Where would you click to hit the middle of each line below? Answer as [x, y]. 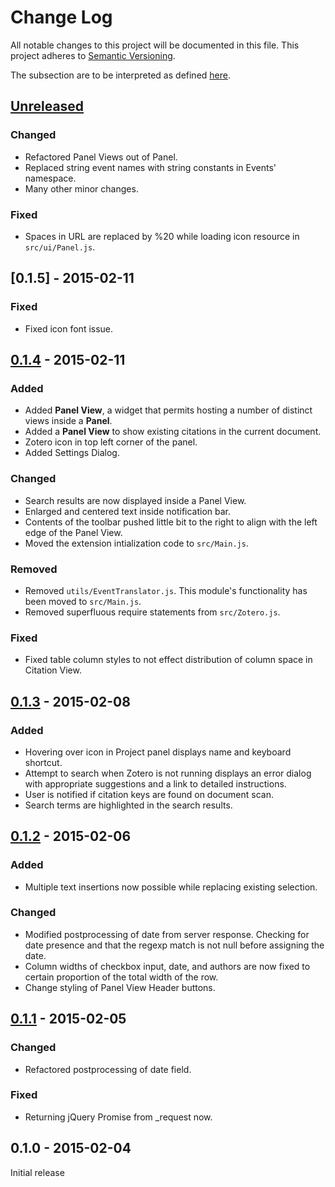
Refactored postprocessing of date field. [108, 1069]
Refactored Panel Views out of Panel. [101, 157]
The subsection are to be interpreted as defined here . [120, 75]
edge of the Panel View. [73, 532]
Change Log [61, 17]
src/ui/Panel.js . [60, 247]
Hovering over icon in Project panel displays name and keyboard [158, 752]
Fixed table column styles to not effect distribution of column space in [168, 660]
